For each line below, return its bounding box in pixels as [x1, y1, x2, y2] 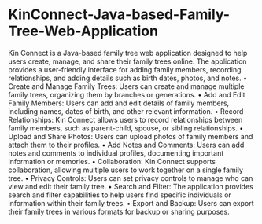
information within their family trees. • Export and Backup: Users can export [8, 198, 254, 207]
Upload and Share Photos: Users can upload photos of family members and [8, 131, 253, 141]
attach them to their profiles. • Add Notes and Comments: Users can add [8, 140, 245, 149]
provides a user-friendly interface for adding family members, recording [8, 64, 242, 74]
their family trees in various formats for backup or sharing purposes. [8, 207, 230, 216]
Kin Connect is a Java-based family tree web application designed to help [8, 48, 248, 57]
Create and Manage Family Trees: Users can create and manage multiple [8, 81, 245, 91]
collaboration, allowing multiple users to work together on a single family [8, 165, 244, 174]
